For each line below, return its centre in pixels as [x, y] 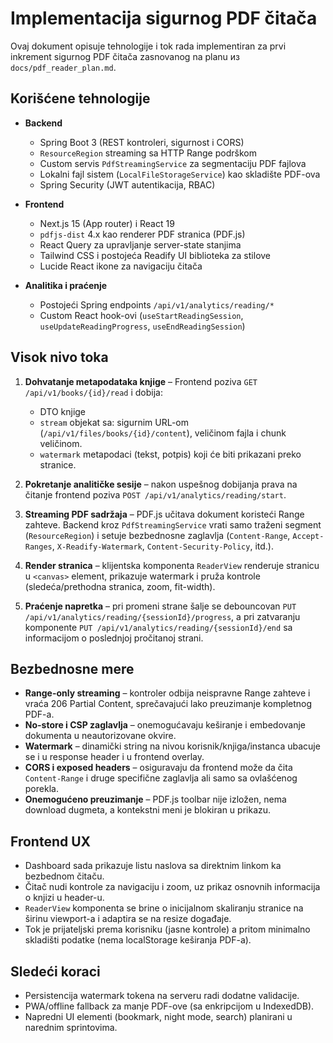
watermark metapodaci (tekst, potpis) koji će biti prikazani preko [170, 454]
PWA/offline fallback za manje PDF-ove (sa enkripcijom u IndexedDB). [169, 1006]
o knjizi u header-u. [64, 898]
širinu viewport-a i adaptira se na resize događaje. [128, 919]
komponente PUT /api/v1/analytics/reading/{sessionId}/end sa [158, 627]
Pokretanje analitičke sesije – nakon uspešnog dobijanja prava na [161, 484]
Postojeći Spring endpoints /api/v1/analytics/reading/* [157, 304]
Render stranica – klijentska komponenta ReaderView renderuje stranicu [172, 565]
